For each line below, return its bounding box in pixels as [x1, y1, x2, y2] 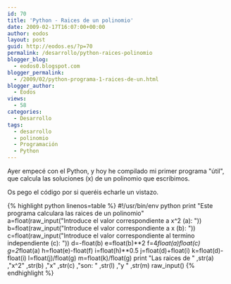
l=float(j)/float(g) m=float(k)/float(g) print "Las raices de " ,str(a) [27, 254, 214, 262]
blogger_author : [7, 82, 55, 89]
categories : [7, 108, 42, 115]
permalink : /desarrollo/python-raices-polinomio [7, 50, 153, 57]
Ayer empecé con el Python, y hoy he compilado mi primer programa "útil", [7, 167, 225, 175]
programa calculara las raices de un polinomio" [7, 209, 144, 217]
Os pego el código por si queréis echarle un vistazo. [7, 188, 159, 196]
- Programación [13, 141, 58, 148]
